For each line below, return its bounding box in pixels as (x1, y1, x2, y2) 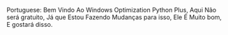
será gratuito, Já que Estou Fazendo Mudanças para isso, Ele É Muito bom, (6, 13, 222, 21)
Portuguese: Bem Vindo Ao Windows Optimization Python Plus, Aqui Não (6, 6, 217, 14)
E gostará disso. (6, 21, 53, 28)
